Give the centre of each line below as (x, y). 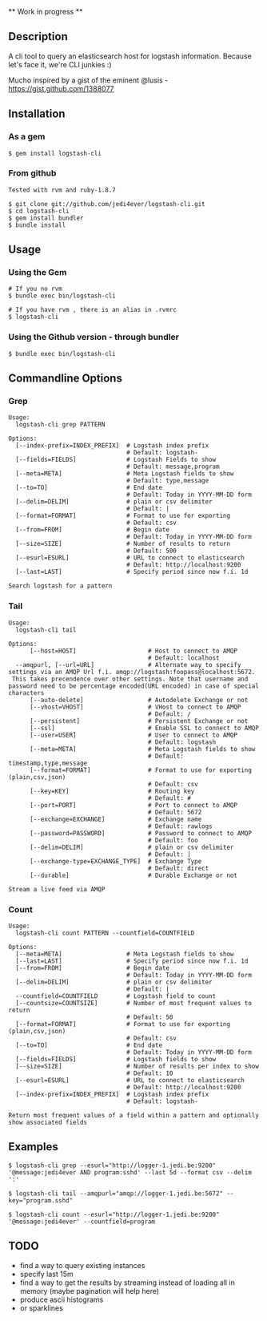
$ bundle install (37, 225)
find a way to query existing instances (82, 1265)
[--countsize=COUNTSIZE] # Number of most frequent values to (133, 1004)
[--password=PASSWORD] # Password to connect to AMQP (140, 833)
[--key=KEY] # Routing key (112, 791)
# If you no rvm (35, 289)
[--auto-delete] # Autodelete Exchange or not (139, 700)
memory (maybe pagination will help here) (90, 1291)
